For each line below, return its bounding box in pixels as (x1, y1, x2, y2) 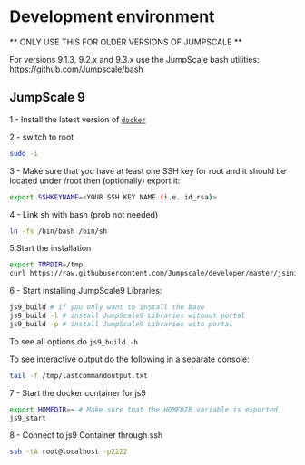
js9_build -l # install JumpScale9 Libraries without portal (9, 311, 246, 320)
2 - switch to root (9, 131, 74, 142)
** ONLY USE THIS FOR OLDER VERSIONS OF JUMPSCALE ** (9, 36, 242, 47)
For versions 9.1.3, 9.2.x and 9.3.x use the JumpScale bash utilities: (9, 53, 261, 64)
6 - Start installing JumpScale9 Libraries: (9, 286, 162, 296)
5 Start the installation (9, 243, 92, 254)
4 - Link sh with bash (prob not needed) (9, 208, 159, 219)
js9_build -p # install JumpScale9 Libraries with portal (9, 319, 233, 328)
